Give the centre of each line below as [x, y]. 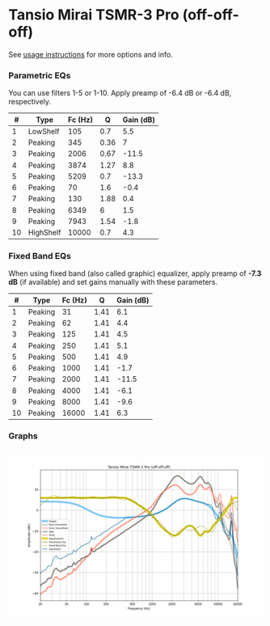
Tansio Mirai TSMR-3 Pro [94, 15]
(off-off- [211, 15]
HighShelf [44, 233]
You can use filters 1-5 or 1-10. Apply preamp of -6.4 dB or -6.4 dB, [120, 93]
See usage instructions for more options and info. [91, 54]
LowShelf [44, 131]
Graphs [23, 436]
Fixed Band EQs [40, 256]
